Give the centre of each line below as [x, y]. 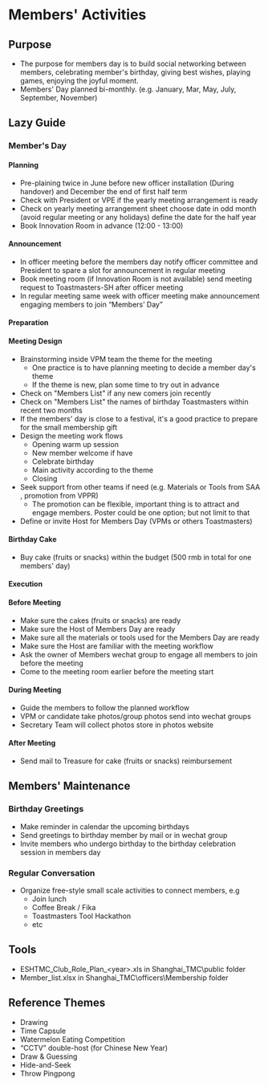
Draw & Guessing [49, 1056]
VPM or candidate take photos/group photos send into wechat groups [135, 716]
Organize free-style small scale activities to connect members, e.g [130, 890]
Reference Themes [57, 1003]
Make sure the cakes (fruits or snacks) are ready [100, 620]
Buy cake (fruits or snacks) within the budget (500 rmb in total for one [136, 557]
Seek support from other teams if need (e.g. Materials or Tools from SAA [140, 486]
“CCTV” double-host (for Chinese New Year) [94, 1047]
